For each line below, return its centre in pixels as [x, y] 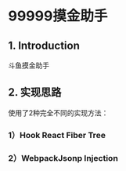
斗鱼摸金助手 [29, 65]
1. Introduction [44, 45]
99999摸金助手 [58, 16]
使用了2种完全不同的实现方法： [58, 113]
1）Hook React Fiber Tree [57, 135]
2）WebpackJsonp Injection [63, 158]
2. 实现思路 [35, 92]
